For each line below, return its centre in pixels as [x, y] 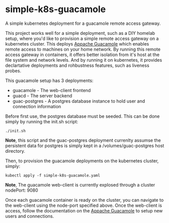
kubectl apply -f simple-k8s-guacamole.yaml [53, 175]
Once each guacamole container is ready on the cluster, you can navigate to [84, 200]
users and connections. [30, 216]
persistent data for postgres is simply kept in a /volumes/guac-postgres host [85, 146]
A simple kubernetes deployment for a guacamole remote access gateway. [83, 23]
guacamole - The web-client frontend [51, 90]
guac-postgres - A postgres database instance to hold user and [79, 101]
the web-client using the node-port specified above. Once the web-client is [84, 205]
